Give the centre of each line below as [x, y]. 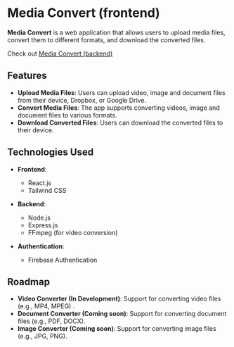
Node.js [39, 217]
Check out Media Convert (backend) [60, 53]
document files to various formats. [67, 115]
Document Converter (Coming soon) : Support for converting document [122, 314]
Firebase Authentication [63, 260]
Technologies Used [50, 152]
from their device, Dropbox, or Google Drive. [82, 100]
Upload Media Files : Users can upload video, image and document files [122, 92]
